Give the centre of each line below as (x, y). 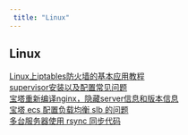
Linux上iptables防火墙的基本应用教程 (77, 76)
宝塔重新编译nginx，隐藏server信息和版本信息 (94, 98)
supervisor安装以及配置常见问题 (68, 88)
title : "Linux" (41, 17)
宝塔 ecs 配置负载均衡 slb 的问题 (69, 110)
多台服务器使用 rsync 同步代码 (65, 121)
